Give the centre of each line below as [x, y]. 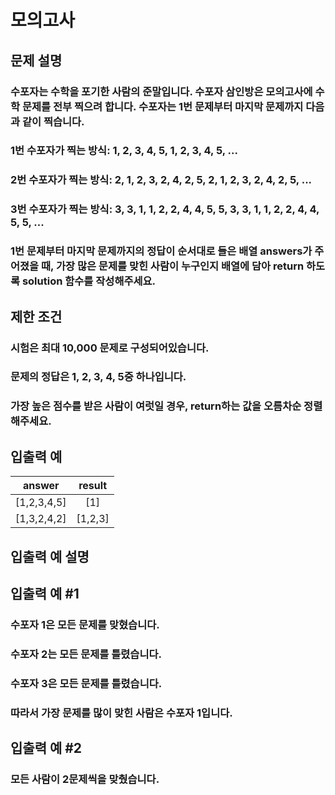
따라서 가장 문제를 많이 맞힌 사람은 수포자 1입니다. [121, 713]
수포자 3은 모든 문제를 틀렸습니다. [86, 683]
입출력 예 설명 [50, 556]
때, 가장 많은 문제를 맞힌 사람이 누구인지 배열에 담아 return [173, 266]
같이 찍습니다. [53, 121]
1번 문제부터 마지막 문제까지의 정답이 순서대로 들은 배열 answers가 [161, 251]
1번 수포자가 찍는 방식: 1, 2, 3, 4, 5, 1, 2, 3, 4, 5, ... [124, 151]
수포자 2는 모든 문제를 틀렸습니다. [86, 654]
